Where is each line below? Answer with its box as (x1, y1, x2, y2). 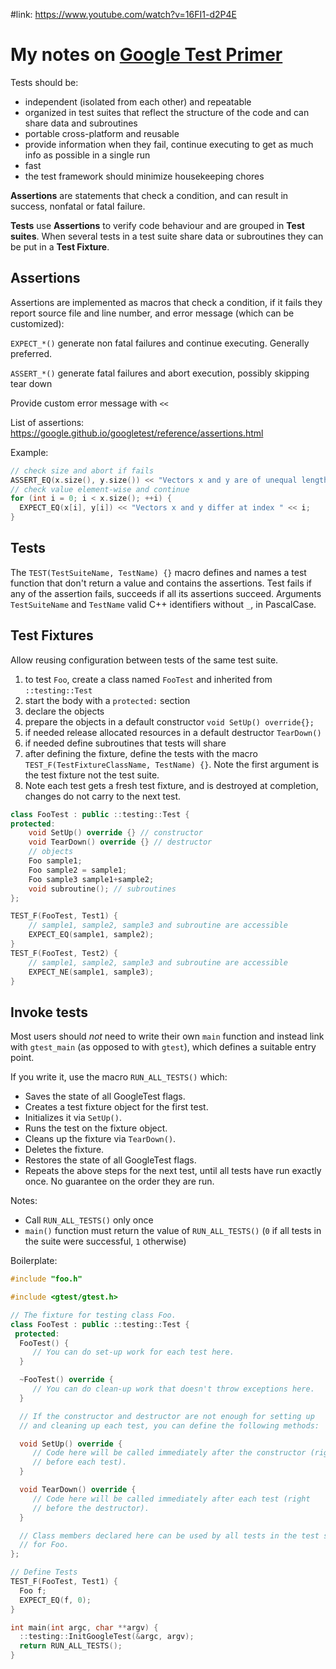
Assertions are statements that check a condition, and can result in (10, 189, 289, 201)
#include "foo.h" (10, 1274, 83, 1284)
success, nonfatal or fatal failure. (10, 200, 146, 212)
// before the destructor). (32, 1503, 150, 1513)
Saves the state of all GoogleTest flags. (24, 1090, 186, 1103)
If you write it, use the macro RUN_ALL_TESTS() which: (10, 1071, 228, 1083)
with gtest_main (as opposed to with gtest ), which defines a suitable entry (10, 1041, 317, 1053)
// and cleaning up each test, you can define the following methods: (19, 1420, 320, 1431)
